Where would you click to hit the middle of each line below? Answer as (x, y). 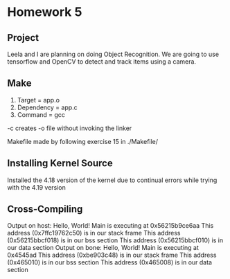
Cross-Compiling (45, 209)
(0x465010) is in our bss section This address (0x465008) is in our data (110, 262)
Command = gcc (41, 114)
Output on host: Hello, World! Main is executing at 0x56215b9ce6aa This (110, 226)
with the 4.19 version (36, 187)
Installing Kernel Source (60, 163)
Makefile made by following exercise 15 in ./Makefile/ (82, 141)
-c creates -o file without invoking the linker (70, 128)
